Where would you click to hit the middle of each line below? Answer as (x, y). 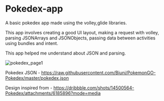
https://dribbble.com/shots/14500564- (94, 88)
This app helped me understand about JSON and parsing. (65, 53)
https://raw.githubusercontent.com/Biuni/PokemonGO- (99, 72)
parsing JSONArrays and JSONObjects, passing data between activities (80, 38)
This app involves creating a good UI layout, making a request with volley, (82, 32)
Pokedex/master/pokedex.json (37, 78)
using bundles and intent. (32, 43)
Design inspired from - (29, 88)
